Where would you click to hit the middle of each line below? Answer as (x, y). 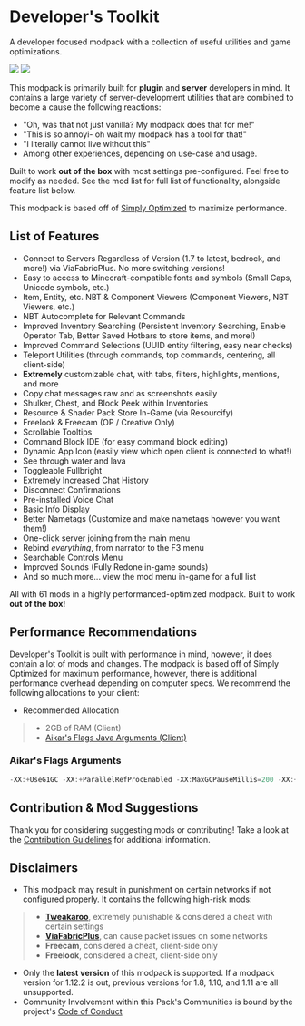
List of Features (54, 236)
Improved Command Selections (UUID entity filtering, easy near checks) (157, 345)
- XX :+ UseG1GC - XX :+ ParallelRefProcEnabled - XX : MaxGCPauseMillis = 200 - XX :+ (154, 779)
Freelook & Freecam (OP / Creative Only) (98, 422)
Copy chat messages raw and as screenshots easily (120, 393)
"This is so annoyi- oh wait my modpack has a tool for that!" (135, 134)
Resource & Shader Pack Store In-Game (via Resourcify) (128, 412)
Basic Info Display (56, 509)
